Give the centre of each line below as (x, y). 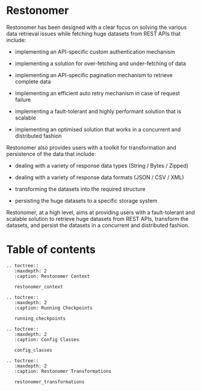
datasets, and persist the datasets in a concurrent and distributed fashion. (98, 225)
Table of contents (51, 250)
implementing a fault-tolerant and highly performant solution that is (98, 111)
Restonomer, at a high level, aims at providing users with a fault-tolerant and (100, 212)
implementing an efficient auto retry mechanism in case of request (97, 93)
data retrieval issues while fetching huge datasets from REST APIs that (94, 33)
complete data (33, 81)
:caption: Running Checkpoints (54, 308)
